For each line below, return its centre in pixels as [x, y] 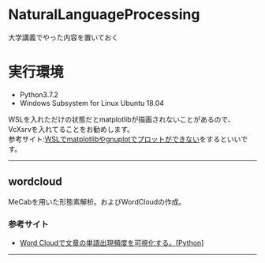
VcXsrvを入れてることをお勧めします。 [71, 129]
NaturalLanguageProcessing [104, 15]
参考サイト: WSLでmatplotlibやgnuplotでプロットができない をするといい [125, 139]
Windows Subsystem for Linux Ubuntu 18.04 [91, 103]
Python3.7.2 [39, 94]
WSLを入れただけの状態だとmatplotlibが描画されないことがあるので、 [121, 119]
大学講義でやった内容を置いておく [63, 37]
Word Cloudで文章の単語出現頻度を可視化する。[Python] [112, 242]
